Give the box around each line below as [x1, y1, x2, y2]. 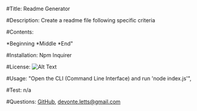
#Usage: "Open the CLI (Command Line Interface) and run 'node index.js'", [6, 75, 192, 82]
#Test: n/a [6, 86, 32, 94]
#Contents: [6, 28, 34, 35]
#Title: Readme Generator [6, 5, 70, 12]
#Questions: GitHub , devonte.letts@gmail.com [6, 98, 121, 105]
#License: [6, 63, 31, 70]
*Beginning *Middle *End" [6, 40, 73, 47]
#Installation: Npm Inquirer [6, 52, 72, 59]
